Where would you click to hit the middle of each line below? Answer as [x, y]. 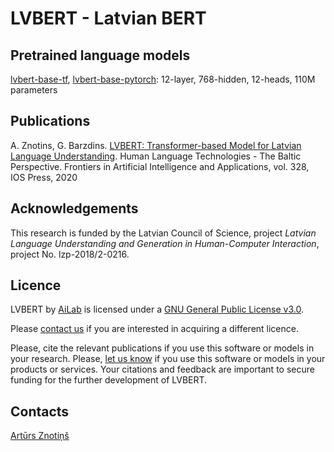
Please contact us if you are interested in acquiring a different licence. [154, 329]
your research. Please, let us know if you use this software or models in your [168, 359]
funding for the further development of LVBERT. [109, 380]
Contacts [40, 411]
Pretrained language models [100, 55]
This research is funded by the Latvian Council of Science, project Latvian [163, 233]
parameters [34, 90]
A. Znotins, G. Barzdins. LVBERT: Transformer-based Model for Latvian [156, 145]
